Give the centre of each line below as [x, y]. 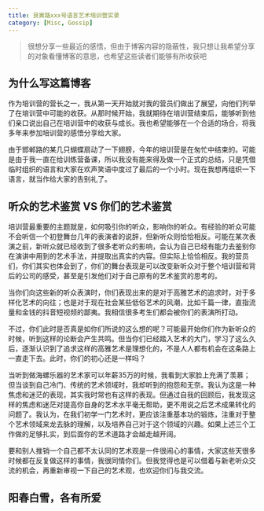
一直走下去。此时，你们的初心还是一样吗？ [77, 358]
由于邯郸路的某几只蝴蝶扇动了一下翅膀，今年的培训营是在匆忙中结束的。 [125, 149]
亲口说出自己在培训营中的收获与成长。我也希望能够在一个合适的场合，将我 [135, 123]
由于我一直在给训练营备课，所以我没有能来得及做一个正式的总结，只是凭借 [135, 160]
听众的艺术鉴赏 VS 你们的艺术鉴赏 [90, 206]
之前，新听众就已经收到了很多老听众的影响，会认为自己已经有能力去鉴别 [132, 246]
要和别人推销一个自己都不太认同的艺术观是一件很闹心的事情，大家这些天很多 [132, 451]
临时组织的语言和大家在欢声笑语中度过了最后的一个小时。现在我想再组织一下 [132, 169]
